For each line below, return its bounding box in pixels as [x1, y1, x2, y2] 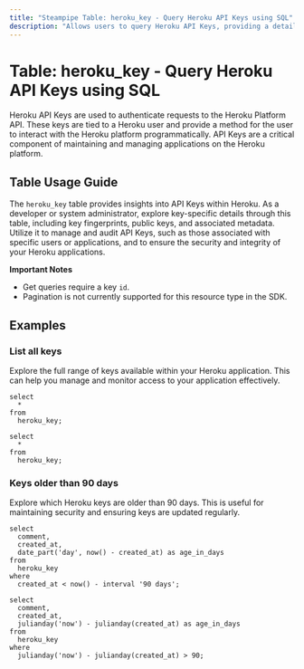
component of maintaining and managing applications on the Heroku [9, 139, 265, 149]
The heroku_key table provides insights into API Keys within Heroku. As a [9, 198, 280, 209]
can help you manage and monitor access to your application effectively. [9, 375, 280, 386]
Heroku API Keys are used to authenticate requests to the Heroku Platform [9, 110, 287, 120]
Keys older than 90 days [9, 476, 119, 489]
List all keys [9, 345, 62, 358]
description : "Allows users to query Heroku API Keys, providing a [9, 22, 270, 31]
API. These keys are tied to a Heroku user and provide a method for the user [9, 119, 294, 130]
